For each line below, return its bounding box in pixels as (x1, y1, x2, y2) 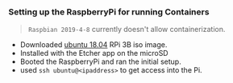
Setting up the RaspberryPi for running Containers (8, 6, 210, 18)
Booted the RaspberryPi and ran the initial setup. (19, 57, 181, 66)
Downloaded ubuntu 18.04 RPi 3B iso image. (19, 40, 168, 49)
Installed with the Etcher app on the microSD (19, 49, 169, 58)
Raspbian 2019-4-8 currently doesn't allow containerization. (27, 25, 226, 34)
